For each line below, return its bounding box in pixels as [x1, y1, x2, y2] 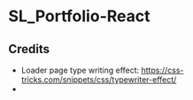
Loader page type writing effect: [20, 65, 140, 75]
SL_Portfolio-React [8, 6, 151, 27]
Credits [8, 42, 50, 57]
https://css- [141, 65, 184, 75]
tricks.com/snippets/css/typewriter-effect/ [20, 74, 177, 85]
